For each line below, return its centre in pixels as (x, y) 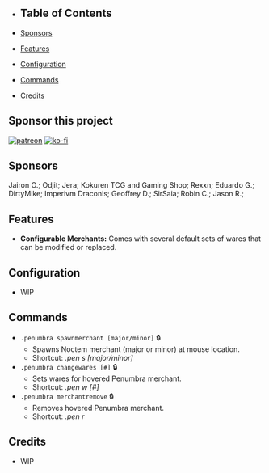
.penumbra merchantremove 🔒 (67, 396)
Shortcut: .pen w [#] (65, 386)
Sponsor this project (61, 121)
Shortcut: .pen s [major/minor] (82, 357)
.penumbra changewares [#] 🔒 (69, 366)
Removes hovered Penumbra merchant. (98, 408)
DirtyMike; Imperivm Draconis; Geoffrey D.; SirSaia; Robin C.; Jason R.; (126, 194)
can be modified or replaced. (68, 247)
